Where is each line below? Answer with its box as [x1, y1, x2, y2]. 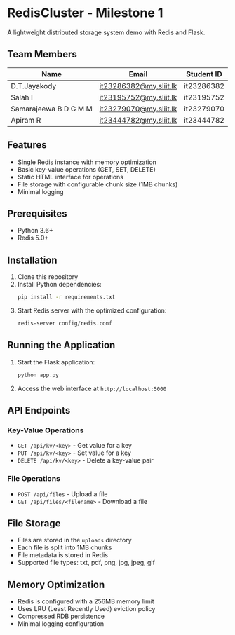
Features [7, 139, 47, 151]
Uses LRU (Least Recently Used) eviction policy [17, 605, 156, 613]
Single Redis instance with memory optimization [17, 158, 156, 166]
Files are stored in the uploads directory [17, 536, 132, 545]
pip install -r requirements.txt [17, 294, 116, 301]
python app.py [17, 371, 59, 378]
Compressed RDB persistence [17, 612, 105, 621]
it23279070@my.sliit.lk [99, 104, 177, 114]
